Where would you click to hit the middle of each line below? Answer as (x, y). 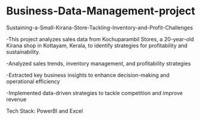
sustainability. (23, 51)
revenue (16, 99)
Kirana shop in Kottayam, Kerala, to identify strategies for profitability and (97, 45)
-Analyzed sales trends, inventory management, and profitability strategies (98, 63)
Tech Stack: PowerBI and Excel (45, 111)
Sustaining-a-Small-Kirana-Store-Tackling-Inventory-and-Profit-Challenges (100, 28)
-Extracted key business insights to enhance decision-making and (88, 75)
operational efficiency (33, 81)
